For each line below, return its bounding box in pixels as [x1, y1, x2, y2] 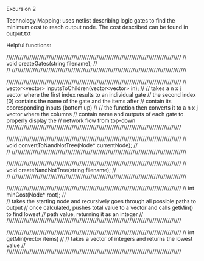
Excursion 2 [6, 5, 37, 12]
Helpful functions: [6, 42, 52, 49]
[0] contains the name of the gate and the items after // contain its [6, 97, 172, 105]
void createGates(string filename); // [6, 60, 97, 67]
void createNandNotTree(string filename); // [6, 167, 117, 173]
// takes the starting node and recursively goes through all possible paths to [6, 198, 197, 204]
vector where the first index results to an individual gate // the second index [6, 91, 196, 98]
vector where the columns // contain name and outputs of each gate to [6, 111, 184, 117]
